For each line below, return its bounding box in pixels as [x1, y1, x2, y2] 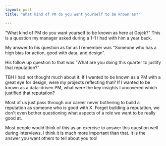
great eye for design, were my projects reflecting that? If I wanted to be [5, 79, 151, 85]
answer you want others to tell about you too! [5, 135, 98, 141]
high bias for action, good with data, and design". [5, 50, 106, 56]
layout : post [5, 7, 32, 12]
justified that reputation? [5, 90, 55, 96]
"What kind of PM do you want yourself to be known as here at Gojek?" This [5, 30, 161, 36]
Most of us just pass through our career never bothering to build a [5, 99, 140, 105]
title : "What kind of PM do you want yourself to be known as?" [5, 12, 141, 17]
